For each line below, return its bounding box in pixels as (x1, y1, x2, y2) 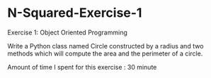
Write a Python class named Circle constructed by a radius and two (7, 41, 204, 50)
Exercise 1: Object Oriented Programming (7, 28, 127, 37)
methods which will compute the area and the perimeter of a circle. (7, 49, 203, 58)
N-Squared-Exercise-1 (7, 5, 142, 21)
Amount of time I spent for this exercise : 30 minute (7, 63, 157, 71)
